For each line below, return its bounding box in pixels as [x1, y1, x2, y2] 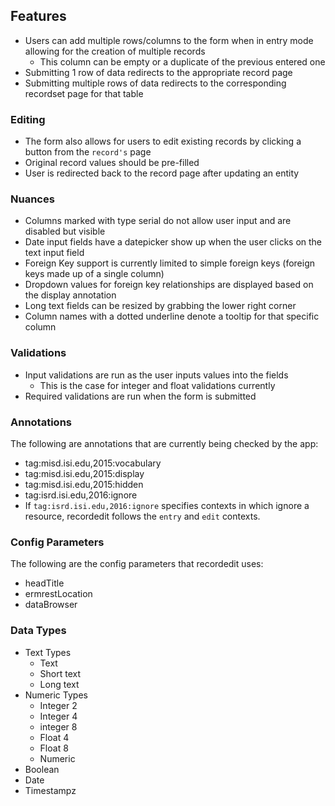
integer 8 [39, 720, 78, 733]
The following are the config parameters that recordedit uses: [10, 558, 264, 570]
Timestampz [24, 784, 77, 796]
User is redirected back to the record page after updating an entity [24, 167, 300, 179]
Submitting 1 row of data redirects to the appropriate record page [24, 66, 293, 78]
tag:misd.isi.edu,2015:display [24, 468, 145, 479]
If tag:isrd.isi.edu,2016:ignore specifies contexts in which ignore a [24, 500, 310, 511]
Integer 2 [39, 699, 78, 711]
